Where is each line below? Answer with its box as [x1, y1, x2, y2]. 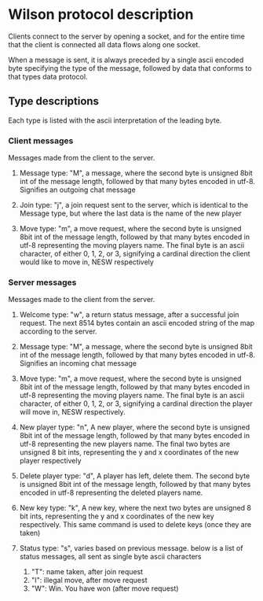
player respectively [19, 456, 82, 466]
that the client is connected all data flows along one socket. [8, 39, 200, 49]
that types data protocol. [8, 72, 88, 81]
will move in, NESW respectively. [19, 407, 126, 417]
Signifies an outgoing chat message [19, 185, 136, 194]
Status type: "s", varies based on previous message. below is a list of [19, 544, 243, 553]
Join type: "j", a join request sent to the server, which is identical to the [19, 201, 249, 210]
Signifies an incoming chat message [19, 359, 137, 368]
